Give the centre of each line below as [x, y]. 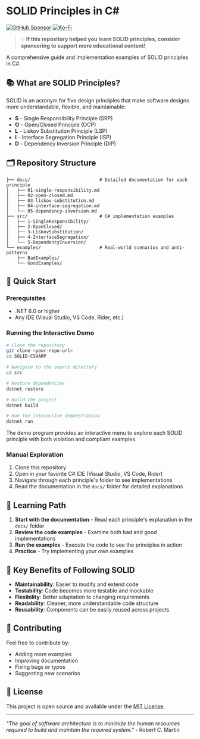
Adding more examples [43, 654]
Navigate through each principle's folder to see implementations [93, 480]
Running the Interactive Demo [50, 333]
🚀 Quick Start [31, 281]
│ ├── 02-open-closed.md [40, 195]
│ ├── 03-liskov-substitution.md [50, 201]
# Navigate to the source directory [51, 367]
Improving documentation [46, 660]
